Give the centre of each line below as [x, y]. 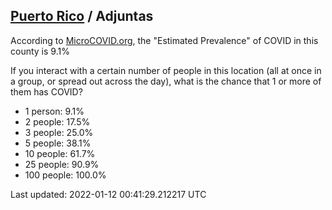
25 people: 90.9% [62, 164]
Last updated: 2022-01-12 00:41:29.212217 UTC [108, 194]
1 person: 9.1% [54, 111]
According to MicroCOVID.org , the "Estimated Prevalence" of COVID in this [164, 40]
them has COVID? [46, 91]
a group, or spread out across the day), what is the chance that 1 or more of [166, 81]
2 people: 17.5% [57, 121]
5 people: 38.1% [58, 143]
